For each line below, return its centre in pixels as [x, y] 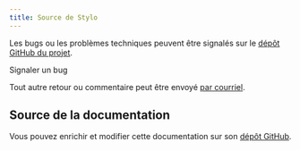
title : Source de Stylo [54, 17]
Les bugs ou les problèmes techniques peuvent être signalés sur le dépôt [145, 43]
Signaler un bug [39, 70]
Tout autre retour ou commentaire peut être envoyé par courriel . [127, 87]
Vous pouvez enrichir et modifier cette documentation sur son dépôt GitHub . [150, 137]
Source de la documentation [90, 116]
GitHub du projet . [41, 52]
